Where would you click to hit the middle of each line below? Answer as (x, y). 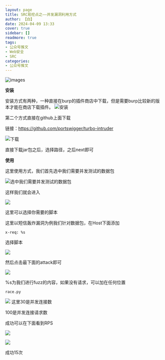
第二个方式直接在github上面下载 (38, 118)
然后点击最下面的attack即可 (33, 262)
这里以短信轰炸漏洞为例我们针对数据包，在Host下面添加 (62, 223)
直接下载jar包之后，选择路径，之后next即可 (49, 150)
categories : (17, 61)
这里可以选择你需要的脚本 (31, 212)
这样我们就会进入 (23, 192)
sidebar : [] (17, 33)
